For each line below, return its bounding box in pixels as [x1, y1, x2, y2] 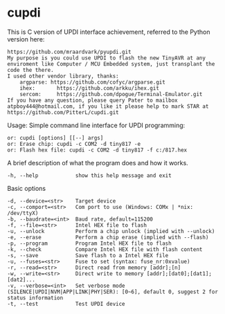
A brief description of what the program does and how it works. [7, 158, 188, 167]
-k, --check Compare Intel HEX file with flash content [7, 246, 203, 253]
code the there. [7, 66, 54, 73]
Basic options [7, 184, 46, 192]
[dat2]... [7, 276, 36, 283]
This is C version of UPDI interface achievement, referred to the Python [7, 28, 210, 36]
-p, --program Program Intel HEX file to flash [7, 240, 172, 247]
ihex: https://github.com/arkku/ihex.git [19, 84, 159, 91]
